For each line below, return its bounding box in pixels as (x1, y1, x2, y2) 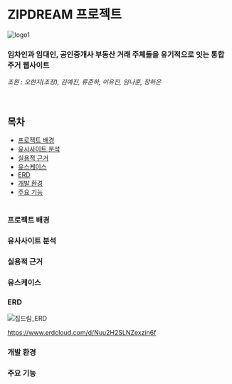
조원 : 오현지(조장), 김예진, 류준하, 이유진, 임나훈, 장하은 (7, 78, 162, 86)
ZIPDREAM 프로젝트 (7, 6, 122, 23)
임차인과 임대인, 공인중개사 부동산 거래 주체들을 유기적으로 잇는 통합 (7, 49, 225, 59)
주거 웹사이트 (7, 60, 50, 70)
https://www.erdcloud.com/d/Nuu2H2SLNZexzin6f (7, 329, 157, 337)
